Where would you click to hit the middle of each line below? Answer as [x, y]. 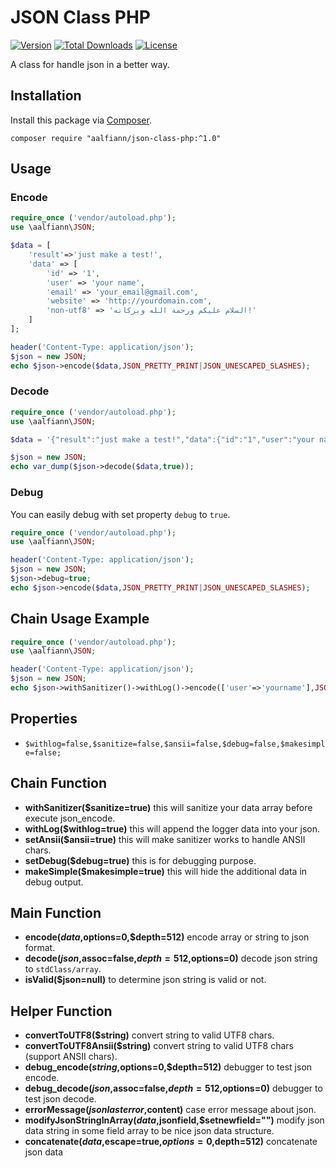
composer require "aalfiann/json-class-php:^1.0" [116, 138]
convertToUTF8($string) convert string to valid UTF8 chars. [149, 1035]
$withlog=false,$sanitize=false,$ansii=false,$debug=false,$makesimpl [175, 744]
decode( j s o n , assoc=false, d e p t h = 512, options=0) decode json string [171, 958]
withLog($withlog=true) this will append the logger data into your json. [172, 828]
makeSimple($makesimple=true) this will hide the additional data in [166, 871]
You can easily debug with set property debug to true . [120, 514]
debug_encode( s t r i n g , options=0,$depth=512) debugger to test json [168, 1067]
